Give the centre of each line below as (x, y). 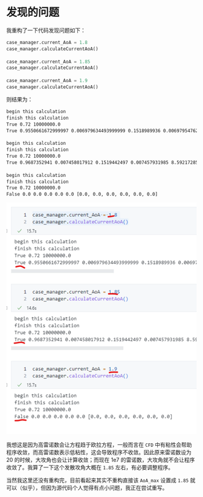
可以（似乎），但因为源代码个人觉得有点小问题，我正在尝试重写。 (87, 487)
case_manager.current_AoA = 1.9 (47, 81)
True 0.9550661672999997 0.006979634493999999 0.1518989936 (84, 130)
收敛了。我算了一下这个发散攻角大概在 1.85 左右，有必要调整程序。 (90, 467)
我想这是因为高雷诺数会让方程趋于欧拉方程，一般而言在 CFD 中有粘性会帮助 (99, 444)
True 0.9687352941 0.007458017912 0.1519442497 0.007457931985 (88, 162)
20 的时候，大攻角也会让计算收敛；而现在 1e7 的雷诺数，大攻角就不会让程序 (101, 460)
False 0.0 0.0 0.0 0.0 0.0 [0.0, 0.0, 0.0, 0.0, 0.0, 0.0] (82, 194)
